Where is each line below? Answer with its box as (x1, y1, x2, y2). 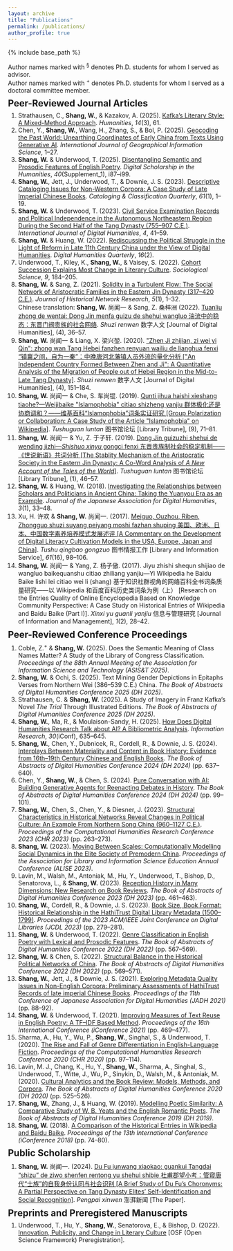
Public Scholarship (8, 1147, 91, 1159)
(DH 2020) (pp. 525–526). (17, 1091, 93, 1100)
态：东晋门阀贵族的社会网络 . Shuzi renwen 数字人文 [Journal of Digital (17, 321, 218, 329)
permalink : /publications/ (8, 23, 86, 30)
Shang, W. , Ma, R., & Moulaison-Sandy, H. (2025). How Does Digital (17, 717, 212, 726)
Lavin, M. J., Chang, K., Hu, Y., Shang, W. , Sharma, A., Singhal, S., (17, 1062, 207, 1071)
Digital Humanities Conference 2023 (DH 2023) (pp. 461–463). (17, 893, 198, 902)
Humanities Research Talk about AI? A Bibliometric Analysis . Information (17, 724, 224, 733)
